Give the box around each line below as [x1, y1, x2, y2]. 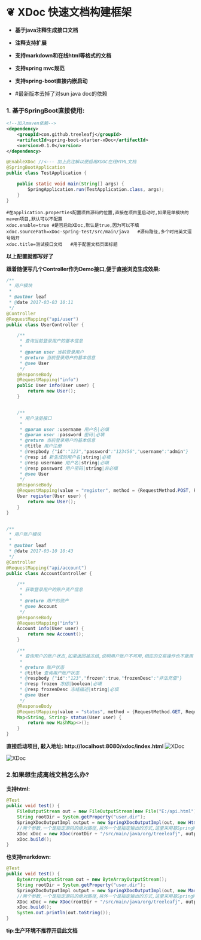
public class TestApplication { [6, 170, 87, 177]
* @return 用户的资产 [19, 598, 69, 604]
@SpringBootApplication [6, 165, 66, 171]
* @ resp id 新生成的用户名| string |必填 [19, 454, 111, 460]
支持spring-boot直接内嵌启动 [14, 77, 88, 84]
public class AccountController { [6, 570, 93, 576]
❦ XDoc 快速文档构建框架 [6, 5, 132, 19]
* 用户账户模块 [8, 531, 41, 537]
